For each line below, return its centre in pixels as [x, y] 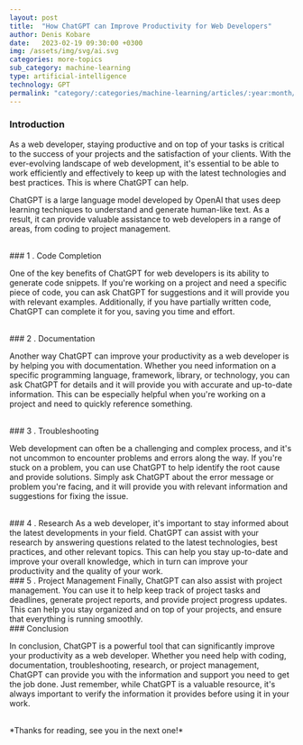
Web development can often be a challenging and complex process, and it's [151, 448]
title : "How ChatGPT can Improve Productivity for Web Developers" [141, 26]
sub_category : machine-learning [70, 68]
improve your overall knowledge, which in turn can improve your [129, 561]
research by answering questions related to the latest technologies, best [143, 542]
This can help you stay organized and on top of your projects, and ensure [146, 609]
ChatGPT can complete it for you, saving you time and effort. [122, 311]
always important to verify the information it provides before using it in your [150, 694]
